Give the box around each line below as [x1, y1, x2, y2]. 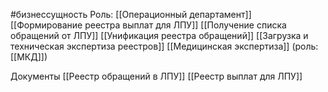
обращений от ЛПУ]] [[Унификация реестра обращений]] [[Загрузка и [10, 30, 309, 41]
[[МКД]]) [10, 51, 48, 63]
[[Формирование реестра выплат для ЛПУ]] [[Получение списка [10, 19, 287, 31]
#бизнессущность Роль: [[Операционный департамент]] [10, 9, 252, 20]
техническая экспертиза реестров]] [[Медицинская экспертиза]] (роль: [10, 40, 319, 52]
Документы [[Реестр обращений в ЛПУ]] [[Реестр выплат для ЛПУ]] [10, 70, 303, 82]
